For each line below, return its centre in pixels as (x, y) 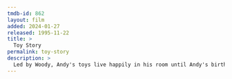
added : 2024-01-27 (33, 26)
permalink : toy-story (38, 52)
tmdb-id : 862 (26, 13)
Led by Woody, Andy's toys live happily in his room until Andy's (111, 65)
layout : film (26, 20)
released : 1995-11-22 (38, 33)
